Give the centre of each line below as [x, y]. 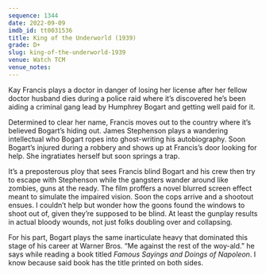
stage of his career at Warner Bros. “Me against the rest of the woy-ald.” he [132, 245]
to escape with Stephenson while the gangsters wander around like [118, 179]
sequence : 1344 [33, 15]
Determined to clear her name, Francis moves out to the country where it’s [130, 122]
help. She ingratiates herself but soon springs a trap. [94, 156]
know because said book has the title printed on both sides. [106, 262]
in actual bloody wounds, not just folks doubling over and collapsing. [120, 222]
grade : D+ [25, 45]
